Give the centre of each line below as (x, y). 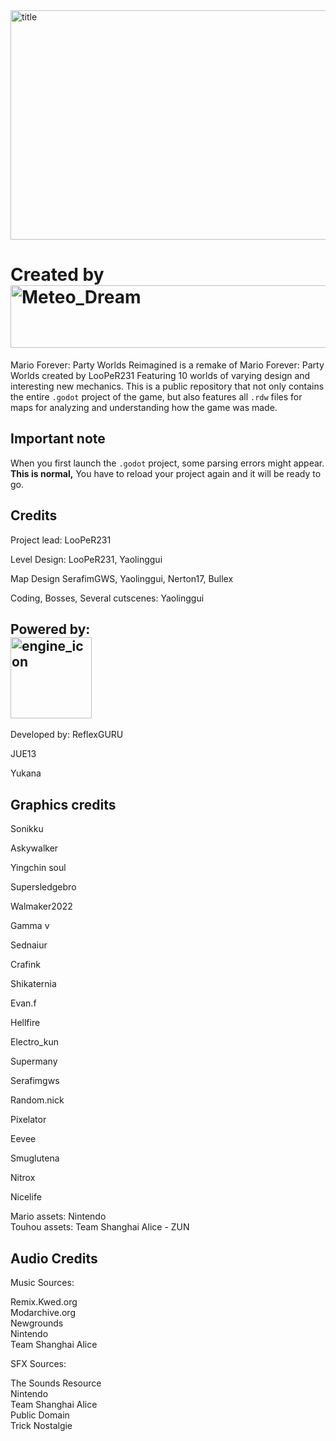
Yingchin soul (38, 868)
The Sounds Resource (56, 1383)
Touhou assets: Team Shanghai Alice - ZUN (100, 1227)
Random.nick (37, 1100)
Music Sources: (42, 1282)
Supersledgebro (43, 887)
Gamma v (30, 926)
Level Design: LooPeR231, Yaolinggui (86, 559)
